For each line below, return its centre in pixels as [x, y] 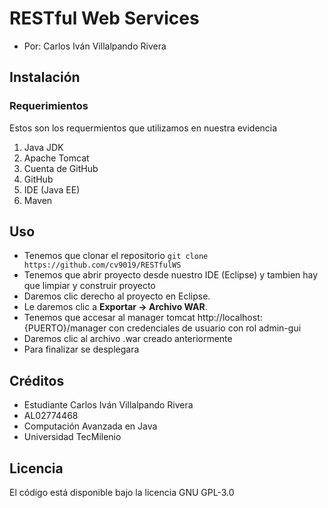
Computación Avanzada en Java [90, 426]
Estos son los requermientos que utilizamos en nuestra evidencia [143, 128]
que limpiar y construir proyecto [89, 286]
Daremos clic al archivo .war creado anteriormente [128, 339]
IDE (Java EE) [52, 189]
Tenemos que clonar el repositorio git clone [116, 256]
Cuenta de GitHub [61, 168]
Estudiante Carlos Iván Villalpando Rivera [108, 405]
